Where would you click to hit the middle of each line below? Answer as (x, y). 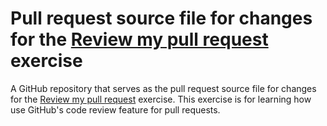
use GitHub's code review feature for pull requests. (115, 109)
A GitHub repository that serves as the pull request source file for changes (163, 88)
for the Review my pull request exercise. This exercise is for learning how (161, 99)
